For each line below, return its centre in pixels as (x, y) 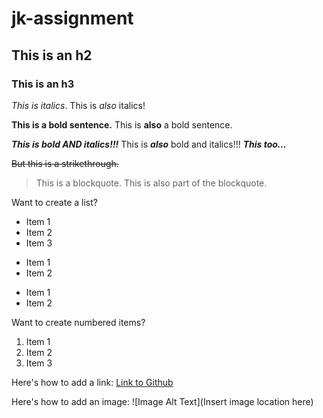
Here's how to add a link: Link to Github (92, 382)
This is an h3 (43, 84)
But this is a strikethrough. (65, 163)
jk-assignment (72, 18)
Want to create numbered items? (78, 322)
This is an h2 (52, 55)
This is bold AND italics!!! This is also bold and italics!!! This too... (149, 144)
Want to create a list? (54, 202)
